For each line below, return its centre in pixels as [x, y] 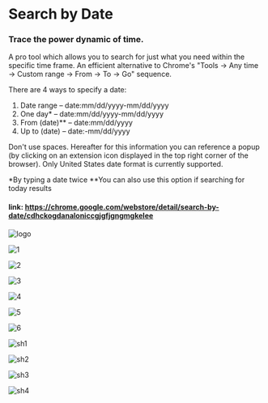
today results [30, 189]
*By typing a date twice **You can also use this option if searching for [127, 180]
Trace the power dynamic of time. [76, 40]
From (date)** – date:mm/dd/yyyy [77, 123]
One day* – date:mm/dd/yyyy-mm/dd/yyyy [92, 114]
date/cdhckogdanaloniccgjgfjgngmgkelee [81, 216]
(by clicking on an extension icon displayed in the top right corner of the [128, 155]
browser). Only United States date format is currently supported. [116, 164]
